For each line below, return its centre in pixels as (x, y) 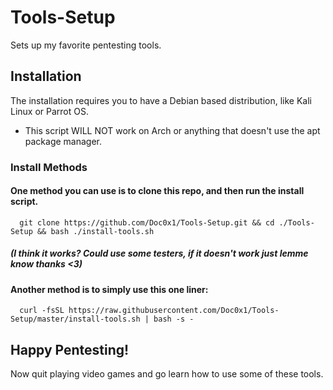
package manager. (63, 141)
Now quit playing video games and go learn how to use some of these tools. (167, 374)
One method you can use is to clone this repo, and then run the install (157, 191)
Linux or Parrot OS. (50, 111)
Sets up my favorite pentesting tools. (86, 45)
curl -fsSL (42, 311)
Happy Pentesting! (70, 349)
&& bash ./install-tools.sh (95, 231)
